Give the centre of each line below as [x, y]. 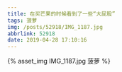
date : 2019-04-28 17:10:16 [47, 40]
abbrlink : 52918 [31, 34]
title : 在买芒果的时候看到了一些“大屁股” [61, 14]
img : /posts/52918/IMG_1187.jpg [55, 27]
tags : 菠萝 [22, 20]
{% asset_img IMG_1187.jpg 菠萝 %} [59, 61]
